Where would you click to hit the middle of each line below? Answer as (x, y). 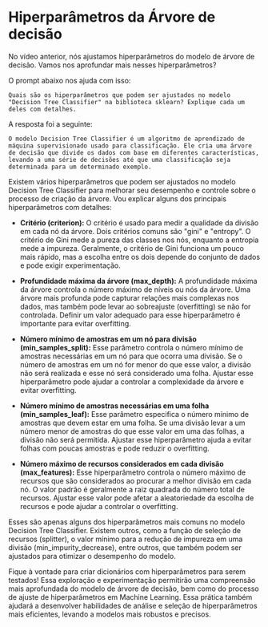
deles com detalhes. (43, 109)
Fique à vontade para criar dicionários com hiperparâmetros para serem (127, 571)
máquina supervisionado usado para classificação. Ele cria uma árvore (130, 146)
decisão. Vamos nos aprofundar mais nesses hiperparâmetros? (112, 65)
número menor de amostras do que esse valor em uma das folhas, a (132, 431)
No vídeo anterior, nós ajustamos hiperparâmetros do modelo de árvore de (132, 56)
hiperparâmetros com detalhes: (60, 207)
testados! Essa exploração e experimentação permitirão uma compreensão (132, 580)
